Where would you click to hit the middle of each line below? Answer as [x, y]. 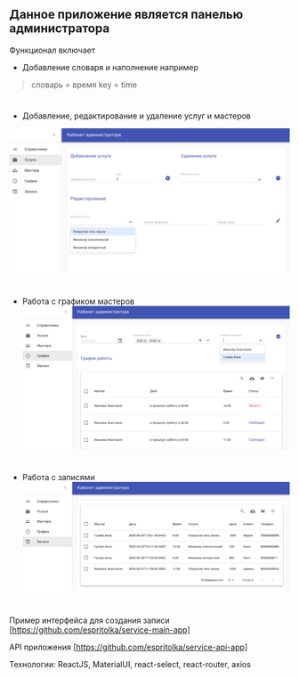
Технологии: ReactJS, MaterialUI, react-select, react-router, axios [130, 665]
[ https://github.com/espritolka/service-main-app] [100, 630]
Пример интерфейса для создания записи [90, 621]
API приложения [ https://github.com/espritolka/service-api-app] [128, 647]
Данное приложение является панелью [126, 15]
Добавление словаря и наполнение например [110, 67]
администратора [59, 29]
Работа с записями [58, 477]
